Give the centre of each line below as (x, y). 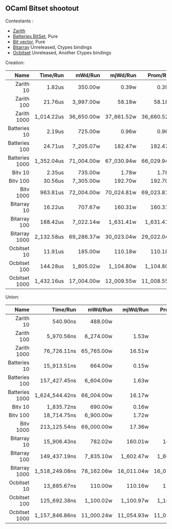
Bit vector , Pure (29, 42)
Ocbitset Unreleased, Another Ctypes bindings (62, 52)
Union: (12, 297)
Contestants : (19, 21)
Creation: (15, 62)
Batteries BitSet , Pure (35, 36)
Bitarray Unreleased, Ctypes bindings (52, 47)
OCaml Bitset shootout (42, 8)
